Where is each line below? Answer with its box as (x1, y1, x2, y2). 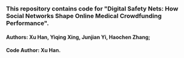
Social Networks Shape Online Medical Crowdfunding (6, 12, 162, 20)
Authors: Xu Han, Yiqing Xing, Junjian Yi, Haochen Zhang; (6, 34, 151, 41)
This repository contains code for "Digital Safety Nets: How (6, 5, 179, 13)
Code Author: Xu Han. (6, 47, 61, 54)
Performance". (6, 19, 49, 27)
